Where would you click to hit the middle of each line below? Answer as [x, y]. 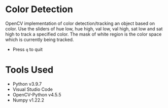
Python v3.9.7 [27, 84]
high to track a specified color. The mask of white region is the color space [83, 34]
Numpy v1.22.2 [28, 100]
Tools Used [29, 70]
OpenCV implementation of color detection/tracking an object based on [80, 23]
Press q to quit [28, 49]
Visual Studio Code [33, 89]
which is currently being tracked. [40, 40]
